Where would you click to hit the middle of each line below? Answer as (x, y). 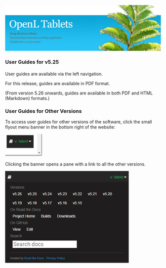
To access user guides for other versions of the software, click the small (79, 122)
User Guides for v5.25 (32, 62)
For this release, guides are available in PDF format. (58, 84)
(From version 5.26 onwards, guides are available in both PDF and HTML (79, 93)
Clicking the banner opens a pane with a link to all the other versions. (75, 164)
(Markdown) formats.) (27, 98)
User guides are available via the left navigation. (54, 74)
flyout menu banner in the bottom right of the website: (60, 127)
